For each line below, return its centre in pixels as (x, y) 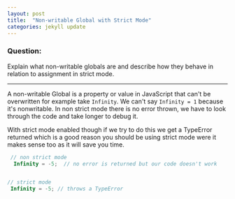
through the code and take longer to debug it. (73, 116)
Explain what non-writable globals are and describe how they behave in (111, 66)
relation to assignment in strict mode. (61, 73)
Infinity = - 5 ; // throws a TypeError (67, 189)
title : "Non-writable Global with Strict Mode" (79, 20)
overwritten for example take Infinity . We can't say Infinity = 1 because (115, 101)
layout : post (26, 14)
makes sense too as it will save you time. (66, 145)
